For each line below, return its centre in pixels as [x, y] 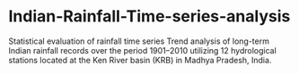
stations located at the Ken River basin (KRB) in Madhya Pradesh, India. [140, 60]
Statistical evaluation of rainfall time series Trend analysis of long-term [139, 41]
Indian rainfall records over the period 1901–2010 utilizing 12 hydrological [143, 50]
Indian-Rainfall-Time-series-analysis [149, 16]
